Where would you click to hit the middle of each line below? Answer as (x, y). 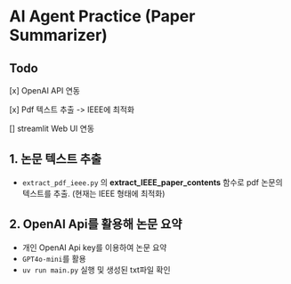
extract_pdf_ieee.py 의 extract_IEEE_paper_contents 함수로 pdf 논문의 (152, 182)
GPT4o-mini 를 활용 (54, 258)
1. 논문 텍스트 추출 (56, 159)
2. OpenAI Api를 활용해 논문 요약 (96, 224)
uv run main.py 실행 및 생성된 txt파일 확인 (96, 270)
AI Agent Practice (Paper (102, 16)
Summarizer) (59, 35)
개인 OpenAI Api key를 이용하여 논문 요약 (94, 247)
